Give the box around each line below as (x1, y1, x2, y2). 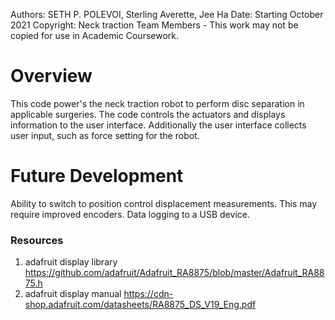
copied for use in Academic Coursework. (10, 30, 180, 41)
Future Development (10, 165, 184, 188)
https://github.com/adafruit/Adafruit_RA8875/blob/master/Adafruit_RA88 (24, 267, 325, 279)
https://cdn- (123, 288, 174, 300)
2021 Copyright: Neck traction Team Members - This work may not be (10, 19, 299, 31)
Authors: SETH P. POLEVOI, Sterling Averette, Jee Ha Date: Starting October (10, 9, 324, 20)
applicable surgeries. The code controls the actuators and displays (10, 108, 286, 120)
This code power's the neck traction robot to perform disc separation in (10, 97, 305, 109)
